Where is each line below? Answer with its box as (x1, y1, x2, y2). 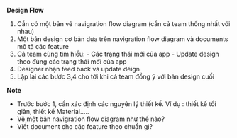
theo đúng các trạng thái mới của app (16, 57, 127, 66)
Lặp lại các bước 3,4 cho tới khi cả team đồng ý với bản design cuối (16, 72, 214, 81)
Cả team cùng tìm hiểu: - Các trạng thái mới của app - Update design (16, 50, 219, 58)
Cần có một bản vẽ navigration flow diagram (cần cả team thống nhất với (16, 20, 231, 28)
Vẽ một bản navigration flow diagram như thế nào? (16, 115, 165, 123)
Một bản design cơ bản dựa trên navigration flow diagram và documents (16, 35, 228, 43)
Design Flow (6, 6, 44, 14)
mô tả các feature (16, 42, 69, 50)
